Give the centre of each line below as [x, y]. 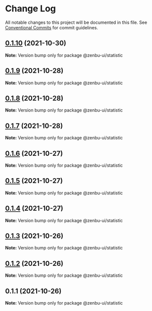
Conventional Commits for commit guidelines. [51, 27]
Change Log [30, 9]
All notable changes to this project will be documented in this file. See [76, 22]
